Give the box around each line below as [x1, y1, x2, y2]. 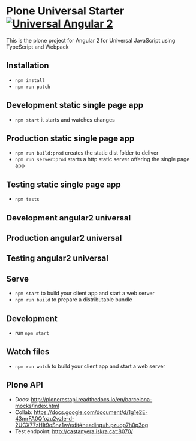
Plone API [6, 380, 43, 390]
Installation [6, 61, 49, 71]
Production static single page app [6, 133, 135, 143]
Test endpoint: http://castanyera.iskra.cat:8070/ [14, 427, 134, 435]
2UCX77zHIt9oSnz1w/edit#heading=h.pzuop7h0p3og [14, 421, 149, 428]
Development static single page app [6, 100, 144, 110]
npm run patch [14, 84, 50, 90]
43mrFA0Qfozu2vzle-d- [14, 415, 75, 422]
